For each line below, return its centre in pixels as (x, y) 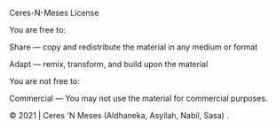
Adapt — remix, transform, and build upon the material (109, 64)
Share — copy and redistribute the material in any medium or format (134, 47)
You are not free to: (44, 81)
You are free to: (38, 30)
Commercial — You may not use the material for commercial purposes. (138, 98)
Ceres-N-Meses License (54, 13)
